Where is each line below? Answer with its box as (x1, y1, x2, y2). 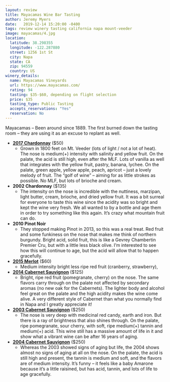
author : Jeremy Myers (5, 17, 51, 22)
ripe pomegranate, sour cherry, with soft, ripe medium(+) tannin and (20, 322, 163, 329)
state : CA (10, 59, 30, 64)
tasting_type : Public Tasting (10, 102, 73, 107)
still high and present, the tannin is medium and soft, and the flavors (20, 355, 162, 361)
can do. (20, 215, 36, 221)
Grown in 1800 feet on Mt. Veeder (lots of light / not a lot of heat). (20, 145, 157, 151)
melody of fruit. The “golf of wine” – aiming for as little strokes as (20, 172, 156, 178)
